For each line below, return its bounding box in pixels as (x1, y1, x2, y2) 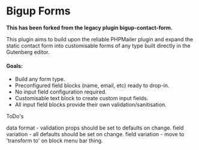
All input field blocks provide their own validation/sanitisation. (14, 101, 167, 109)
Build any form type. (14, 76, 65, 83)
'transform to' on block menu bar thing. (6, 137, 103, 145)
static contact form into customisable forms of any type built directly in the (6, 42, 191, 49)
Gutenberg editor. (6, 48, 50, 55)
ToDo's (6, 113, 24, 120)
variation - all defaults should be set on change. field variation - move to (6, 131, 185, 138)
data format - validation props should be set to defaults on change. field (6, 124, 184, 131)
